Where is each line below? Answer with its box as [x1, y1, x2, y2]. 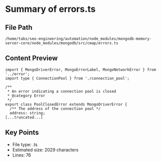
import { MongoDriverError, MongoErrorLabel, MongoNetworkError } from [5, 67, 156, 72]
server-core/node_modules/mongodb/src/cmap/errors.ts [5, 41, 119, 46]
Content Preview [5, 54, 58, 62]
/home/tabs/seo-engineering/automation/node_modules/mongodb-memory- [5, 36, 152, 41]
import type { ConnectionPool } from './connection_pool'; [5, 76, 130, 81]
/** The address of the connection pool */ [9, 106, 101, 111]
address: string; [9, 110, 46, 115]
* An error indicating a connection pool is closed [7, 89, 116, 94]
